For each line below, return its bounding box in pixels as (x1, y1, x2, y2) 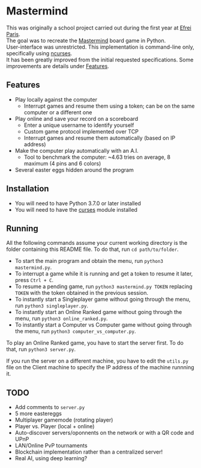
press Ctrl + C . (14, 277, 54, 284)
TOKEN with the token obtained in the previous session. (14, 289, 149, 297)
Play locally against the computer (14, 96, 98, 103)
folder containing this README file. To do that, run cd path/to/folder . (6, 245, 179, 253)
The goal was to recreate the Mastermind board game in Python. (6, 37, 166, 44)
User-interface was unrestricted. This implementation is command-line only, (6, 43, 195, 51)
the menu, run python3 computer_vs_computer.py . (14, 328, 136, 335)
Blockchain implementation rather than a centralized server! (14, 448, 163, 455)
